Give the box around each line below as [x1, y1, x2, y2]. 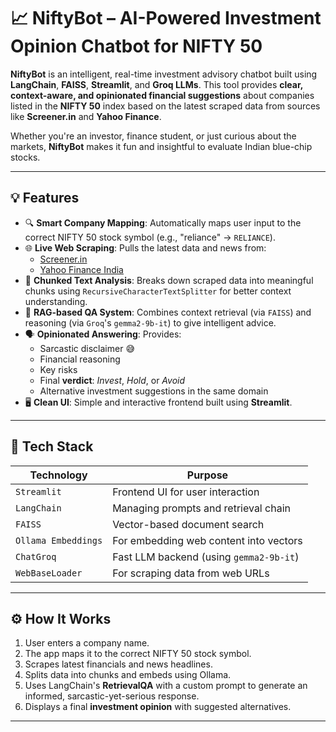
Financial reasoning [39, 353, 121, 365]
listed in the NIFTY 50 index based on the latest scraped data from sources [10, 100, 321, 112]
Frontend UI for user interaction [112, 485, 260, 499]
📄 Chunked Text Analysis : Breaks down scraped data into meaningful [24, 274, 314, 286]
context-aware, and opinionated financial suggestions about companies [10, 89, 315, 101]
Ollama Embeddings [15, 535, 103, 546]
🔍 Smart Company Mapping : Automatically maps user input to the [24, 216, 302, 229]
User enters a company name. [24, 637, 150, 649]
